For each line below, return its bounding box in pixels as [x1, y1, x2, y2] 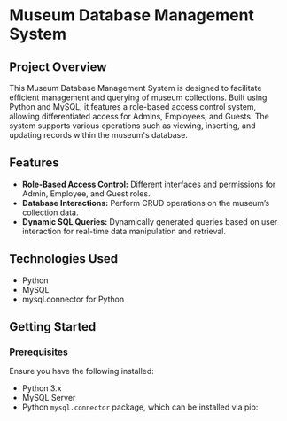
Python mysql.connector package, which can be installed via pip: [21, 402, 259, 412]
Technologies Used [9, 251, 118, 266]
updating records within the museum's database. [9, 130, 189, 140]
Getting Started [9, 319, 97, 334]
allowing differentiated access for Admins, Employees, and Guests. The [9, 111, 270, 121]
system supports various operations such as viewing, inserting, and [9, 120, 256, 131]
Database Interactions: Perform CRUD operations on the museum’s [21, 197, 270, 208]
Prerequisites [9, 346, 68, 358]
